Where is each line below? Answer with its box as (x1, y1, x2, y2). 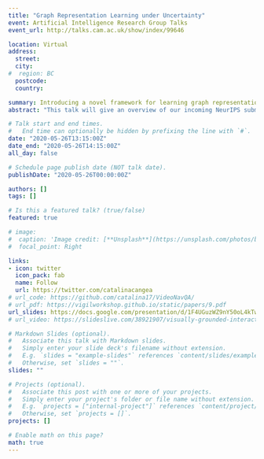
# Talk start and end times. (8, 120, 104, 128)
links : (8, 257, 30, 265)
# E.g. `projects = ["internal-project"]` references (8, 402, 195, 410)
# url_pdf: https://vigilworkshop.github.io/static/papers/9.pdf (8, 301, 226, 309)
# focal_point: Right (8, 242, 82, 250)
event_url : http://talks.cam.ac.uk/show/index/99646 (8, 26, 185, 34)
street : (15, 55, 41, 63)
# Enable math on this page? (8, 431, 104, 439)
